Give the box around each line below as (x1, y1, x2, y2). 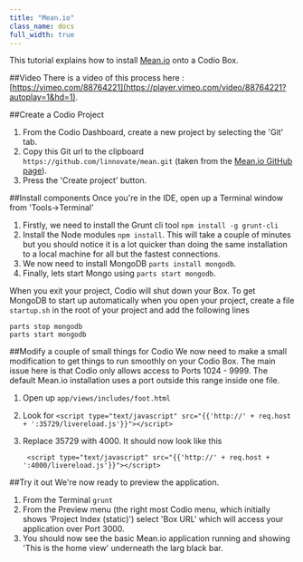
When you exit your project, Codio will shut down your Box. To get (9, 286, 256, 296)
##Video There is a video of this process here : (9, 73, 185, 83)
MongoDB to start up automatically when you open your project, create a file (9, 296, 295, 306)
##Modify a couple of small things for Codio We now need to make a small (9, 346, 288, 357)
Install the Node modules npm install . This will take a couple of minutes (22, 229, 291, 240)
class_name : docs (9, 22, 75, 31)
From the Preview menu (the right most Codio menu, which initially (22, 504, 271, 515)
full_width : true (9, 30, 75, 39)
